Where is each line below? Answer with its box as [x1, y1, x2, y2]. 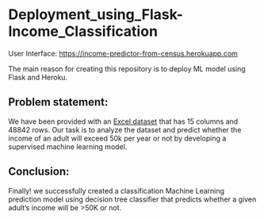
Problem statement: [8, 95, 109, 109]
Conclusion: [8, 165, 70, 179]
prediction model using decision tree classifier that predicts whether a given [8, 194, 257, 204]
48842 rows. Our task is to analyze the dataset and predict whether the [8, 125, 242, 134]
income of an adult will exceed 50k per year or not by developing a [8, 133, 227, 143]
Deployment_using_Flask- [8, 6, 184, 24]
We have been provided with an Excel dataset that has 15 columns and [8, 117, 239, 126]
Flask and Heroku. [8, 72, 68, 82]
